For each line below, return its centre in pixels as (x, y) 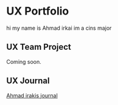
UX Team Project (39, 47)
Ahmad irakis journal (32, 95)
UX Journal (28, 81)
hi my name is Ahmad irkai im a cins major (59, 28)
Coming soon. (24, 61)
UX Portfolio (38, 11)
